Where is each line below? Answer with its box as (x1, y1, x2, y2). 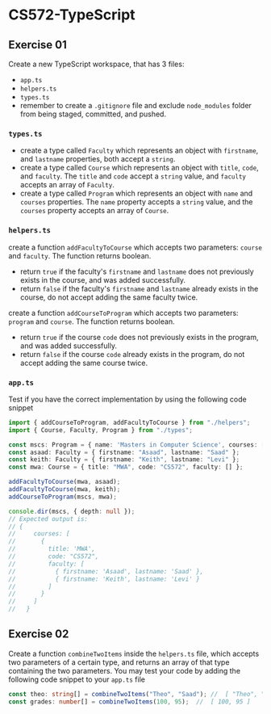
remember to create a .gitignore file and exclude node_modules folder (19, 101, 252, 110)
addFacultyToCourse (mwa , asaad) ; (8, 478, 121, 486)
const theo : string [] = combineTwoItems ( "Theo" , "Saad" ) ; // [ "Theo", (8, 690, 258, 698)
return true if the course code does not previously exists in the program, (19, 332, 259, 342)
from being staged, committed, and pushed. (19, 109, 167, 119)
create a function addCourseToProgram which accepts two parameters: (8, 308, 240, 317)
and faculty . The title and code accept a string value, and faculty (19, 171, 246, 181)
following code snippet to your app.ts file (8, 674, 145, 684)
